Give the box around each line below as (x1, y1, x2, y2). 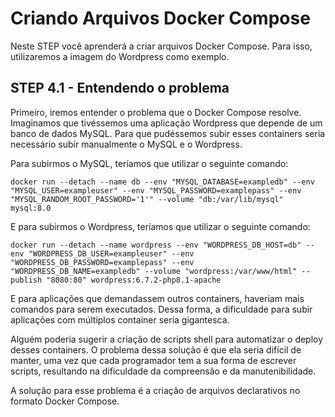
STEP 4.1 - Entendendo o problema (10, 80, 230, 97)
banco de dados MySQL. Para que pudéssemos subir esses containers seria (10, 127, 326, 139)
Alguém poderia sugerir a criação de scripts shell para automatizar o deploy (10, 333, 324, 345)
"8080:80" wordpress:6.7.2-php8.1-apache (46, 275, 222, 285)
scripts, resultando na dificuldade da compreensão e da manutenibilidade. (10, 365, 317, 377)
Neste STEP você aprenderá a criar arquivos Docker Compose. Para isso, (10, 40, 313, 52)
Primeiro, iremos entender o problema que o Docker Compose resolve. (10, 106, 302, 118)
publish (10, 275, 43, 285)
